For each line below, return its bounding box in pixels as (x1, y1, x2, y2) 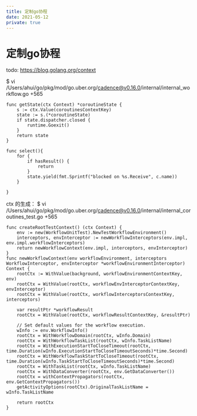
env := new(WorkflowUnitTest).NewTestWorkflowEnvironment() (16, 230, 167, 236)
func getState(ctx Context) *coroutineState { (6, 102, 122, 108)
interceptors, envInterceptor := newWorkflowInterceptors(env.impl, (16, 235, 188, 241)
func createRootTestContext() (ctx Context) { (6, 225, 122, 231)
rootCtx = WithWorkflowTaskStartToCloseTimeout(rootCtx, (16, 354, 159, 360)
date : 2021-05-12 (6, 14, 49, 20)
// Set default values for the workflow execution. (16, 322, 146, 328)
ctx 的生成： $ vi (6, 201, 46, 208)
